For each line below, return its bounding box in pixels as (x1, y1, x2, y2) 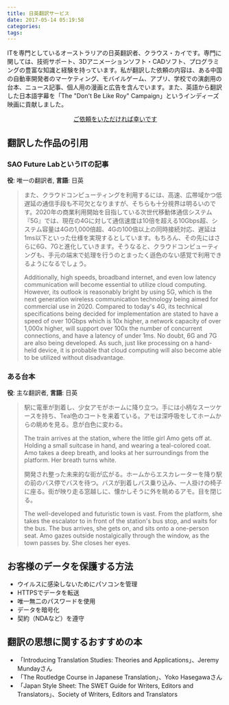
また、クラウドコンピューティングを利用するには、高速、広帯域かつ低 (23, 190, 222, 199)
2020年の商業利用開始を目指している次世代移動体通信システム (35, 207, 213, 216)
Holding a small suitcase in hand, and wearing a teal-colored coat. (23, 441, 211, 450)
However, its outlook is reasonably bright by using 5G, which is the (23, 288, 213, 296)
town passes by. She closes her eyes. (23, 539, 131, 547)
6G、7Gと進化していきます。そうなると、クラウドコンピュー (36, 242, 208, 251)
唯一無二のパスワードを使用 (16, 597, 96, 605)
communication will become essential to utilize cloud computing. (23, 280, 207, 288)
